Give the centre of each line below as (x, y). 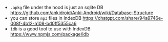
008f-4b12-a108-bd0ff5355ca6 (43, 23)
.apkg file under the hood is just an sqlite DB (57, 7)
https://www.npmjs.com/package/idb (49, 34)
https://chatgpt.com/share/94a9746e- (123, 18)
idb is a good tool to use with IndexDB (50, 29)
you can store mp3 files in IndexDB (46, 18)
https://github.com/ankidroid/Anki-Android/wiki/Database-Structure (82, 13)
